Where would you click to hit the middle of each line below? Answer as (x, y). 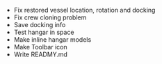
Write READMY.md (41, 54)
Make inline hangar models (52, 40)
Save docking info (40, 25)
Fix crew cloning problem (50, 17)
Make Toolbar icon (40, 47)
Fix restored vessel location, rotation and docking (84, 10)
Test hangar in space (44, 32)
